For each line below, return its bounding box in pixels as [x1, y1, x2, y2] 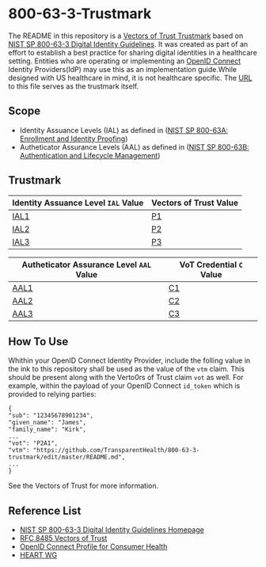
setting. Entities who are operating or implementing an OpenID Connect [8, 56, 241, 66]
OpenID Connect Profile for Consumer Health [19, 542, 168, 551]
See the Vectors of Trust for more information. [8, 481, 159, 491]
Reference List [8, 504, 82, 517]
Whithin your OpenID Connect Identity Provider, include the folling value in [8, 356, 251, 365]
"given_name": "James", [8, 419, 87, 427]
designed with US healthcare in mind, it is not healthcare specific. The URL [8, 73, 253, 82]
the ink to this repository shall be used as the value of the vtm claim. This [8, 364, 245, 374]
